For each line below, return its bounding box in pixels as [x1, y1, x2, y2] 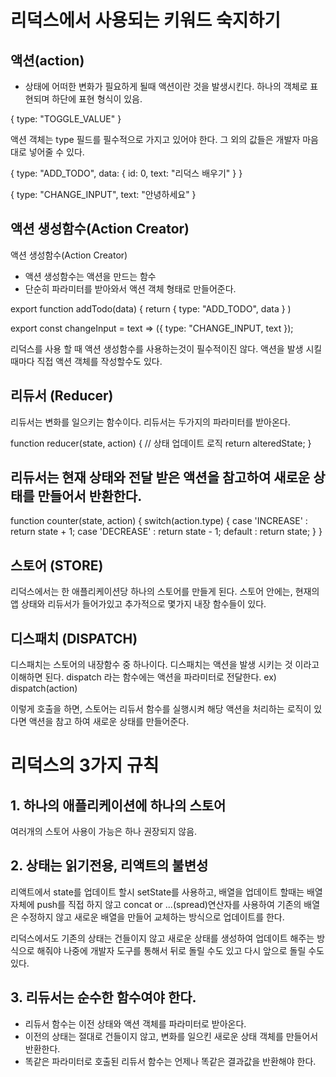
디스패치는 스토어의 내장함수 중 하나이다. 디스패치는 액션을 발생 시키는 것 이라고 [10, 659, 320, 671]
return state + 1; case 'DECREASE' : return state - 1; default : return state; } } [10, 526, 323, 538]
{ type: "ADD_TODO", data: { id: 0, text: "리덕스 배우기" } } [10, 167, 243, 179]
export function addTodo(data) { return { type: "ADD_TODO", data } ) [10, 302, 292, 315]
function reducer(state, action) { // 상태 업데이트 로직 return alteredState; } [10, 437, 312, 449]
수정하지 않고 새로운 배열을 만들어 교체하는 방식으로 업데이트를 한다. [20, 911, 285, 923]
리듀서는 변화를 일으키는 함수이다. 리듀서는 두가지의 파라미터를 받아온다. [10, 416, 291, 428]
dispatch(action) [10, 682, 78, 695]
